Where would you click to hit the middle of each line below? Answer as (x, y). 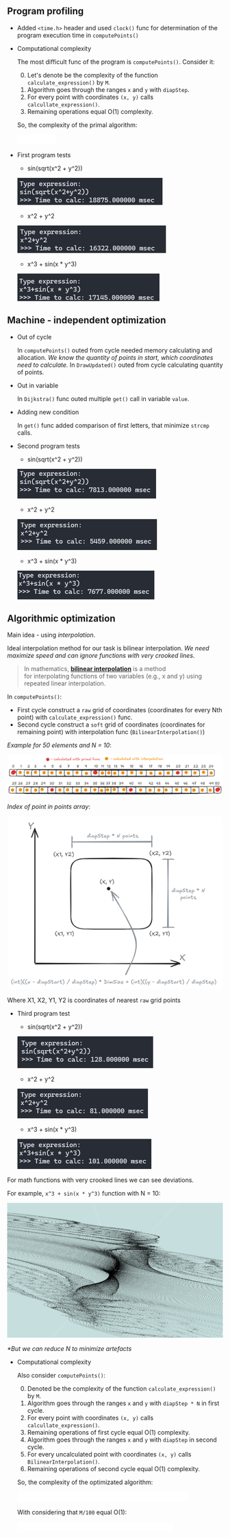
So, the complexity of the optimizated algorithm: (85, 1482)
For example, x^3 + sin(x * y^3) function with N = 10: (84, 1194)
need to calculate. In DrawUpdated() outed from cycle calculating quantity (120, 365)
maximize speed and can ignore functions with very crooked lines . (101, 656)
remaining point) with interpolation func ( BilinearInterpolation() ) (111, 732)
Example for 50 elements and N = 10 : (59, 745)
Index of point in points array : (49, 806)
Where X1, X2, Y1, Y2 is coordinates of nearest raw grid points (94, 1000)
